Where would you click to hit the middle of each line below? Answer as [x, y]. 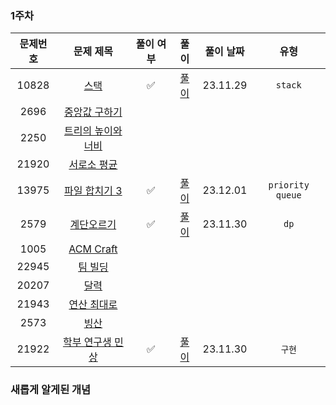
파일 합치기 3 [93, 191]
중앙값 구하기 [93, 112]
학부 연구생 [87, 342]
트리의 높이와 [93, 131]
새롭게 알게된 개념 [51, 390]
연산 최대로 [93, 305]
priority [289, 185]
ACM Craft [93, 249]
